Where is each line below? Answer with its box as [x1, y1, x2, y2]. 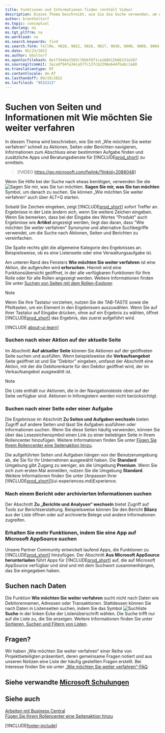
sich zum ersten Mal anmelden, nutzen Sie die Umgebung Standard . [5, 468, 144, 474]
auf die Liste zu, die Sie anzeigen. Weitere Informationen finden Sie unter [5, 616, 153, 621]
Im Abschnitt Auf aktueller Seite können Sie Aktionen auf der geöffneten [5, 347, 153, 354]
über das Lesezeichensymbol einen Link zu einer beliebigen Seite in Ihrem [5, 432, 156, 438]
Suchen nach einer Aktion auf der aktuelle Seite [5, 337, 121, 343]
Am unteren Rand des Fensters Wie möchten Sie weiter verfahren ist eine [5, 259, 156, 265]
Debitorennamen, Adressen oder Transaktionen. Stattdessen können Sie [5, 600, 151, 606]
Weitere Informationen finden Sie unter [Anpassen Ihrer [5, 473, 117, 479]
